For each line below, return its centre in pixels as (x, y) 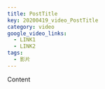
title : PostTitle (33, 14)
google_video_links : (37, 33)
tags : (15, 53)
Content (19, 79)
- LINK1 (25, 40)
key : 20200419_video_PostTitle (53, 20)
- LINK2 (25, 46)
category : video (31, 27)
